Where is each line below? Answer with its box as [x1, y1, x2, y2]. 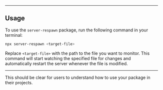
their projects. [5, 79, 33, 85]
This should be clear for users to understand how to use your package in [5, 75, 150, 80]
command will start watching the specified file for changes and [5, 55, 131, 61]
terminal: [5, 32, 23, 38]
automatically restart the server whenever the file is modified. [5, 60, 128, 66]
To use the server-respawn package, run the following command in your [5, 27, 148, 33]
